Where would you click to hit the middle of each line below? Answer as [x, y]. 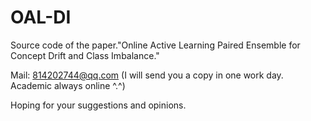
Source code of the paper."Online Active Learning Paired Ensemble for [155, 45]
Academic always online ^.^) [68, 85]
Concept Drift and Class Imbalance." [85, 55]
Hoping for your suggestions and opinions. [98, 105]
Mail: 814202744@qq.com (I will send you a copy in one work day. [147, 75]
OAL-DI [41, 17]
